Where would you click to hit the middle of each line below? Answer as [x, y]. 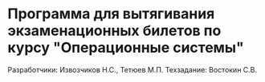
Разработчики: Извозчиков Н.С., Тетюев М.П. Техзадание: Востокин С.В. [132, 69]
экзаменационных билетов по [114, 31]
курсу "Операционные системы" [126, 48]
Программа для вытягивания [111, 14]
